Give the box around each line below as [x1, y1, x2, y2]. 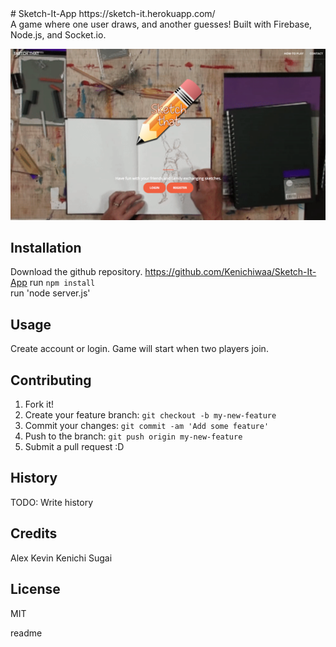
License [10, 581, 61, 598]
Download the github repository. [10, 266, 143, 278]
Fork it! [24, 398, 55, 411]
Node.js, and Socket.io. [10, 29, 107, 41]
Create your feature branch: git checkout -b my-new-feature [24, 409, 277, 421]
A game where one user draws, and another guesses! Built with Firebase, [10, 18, 313, 30]
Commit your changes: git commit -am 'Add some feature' [24, 420, 270, 432]
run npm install [29, 277, 96, 289]
